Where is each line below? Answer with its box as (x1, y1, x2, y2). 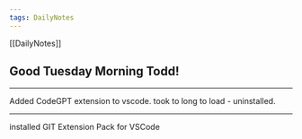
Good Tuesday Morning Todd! (9, 64, 180, 79)
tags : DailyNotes (9, 13, 75, 22)
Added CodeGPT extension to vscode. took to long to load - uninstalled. (9, 96, 276, 107)
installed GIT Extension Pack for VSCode (9, 122, 160, 133)
